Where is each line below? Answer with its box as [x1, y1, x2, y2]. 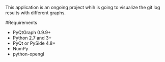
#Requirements [5, 20, 37, 25]
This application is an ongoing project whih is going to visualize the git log [5, 5, 160, 10]
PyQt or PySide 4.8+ [12, 40, 56, 46]
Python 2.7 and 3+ [12, 35, 52, 41]
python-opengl [12, 51, 44, 57]
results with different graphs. [5, 10, 66, 16]
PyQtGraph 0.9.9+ [12, 29, 51, 35]
